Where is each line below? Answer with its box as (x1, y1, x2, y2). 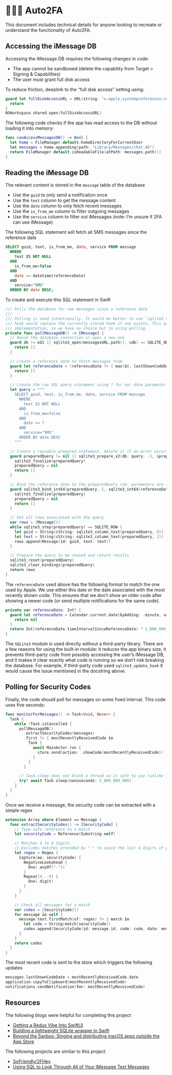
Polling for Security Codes (5, 683, 91, 691)
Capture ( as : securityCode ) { (18, 855, 81, 860)
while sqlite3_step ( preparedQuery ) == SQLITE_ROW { (10, 525, 123, 530)
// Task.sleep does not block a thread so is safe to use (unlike (18, 773, 164, 779)
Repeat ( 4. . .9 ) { (24, 874, 58, 879)
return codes (14, 941, 42, 946)
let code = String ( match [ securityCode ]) (24, 922, 111, 927)
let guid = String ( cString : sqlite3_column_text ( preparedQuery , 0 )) (14, 529, 164, 534)
